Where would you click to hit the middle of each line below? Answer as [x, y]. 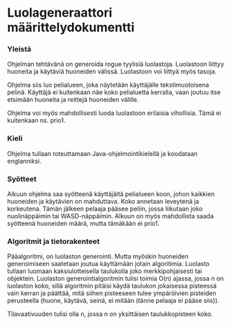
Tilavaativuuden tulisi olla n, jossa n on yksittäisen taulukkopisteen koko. [110, 314]
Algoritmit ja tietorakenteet [54, 241]
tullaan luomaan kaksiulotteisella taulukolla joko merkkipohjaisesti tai [105, 271]
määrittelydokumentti [71, 27]
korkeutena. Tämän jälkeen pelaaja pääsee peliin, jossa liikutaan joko [105, 209]
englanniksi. [24, 161]
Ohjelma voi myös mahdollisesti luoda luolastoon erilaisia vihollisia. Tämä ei [114, 113]
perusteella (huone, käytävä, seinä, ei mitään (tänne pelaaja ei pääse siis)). [113, 301]
